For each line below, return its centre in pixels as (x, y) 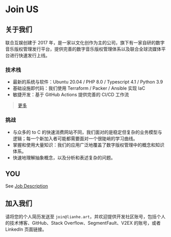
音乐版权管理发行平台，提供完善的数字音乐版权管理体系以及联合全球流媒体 (83, 49)
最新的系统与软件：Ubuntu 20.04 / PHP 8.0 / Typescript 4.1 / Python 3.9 (88, 82)
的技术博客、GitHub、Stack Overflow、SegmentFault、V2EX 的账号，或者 (83, 223)
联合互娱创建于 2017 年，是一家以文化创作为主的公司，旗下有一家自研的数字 (85, 43)
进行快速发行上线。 (30, 55)
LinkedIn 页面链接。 (26, 229)
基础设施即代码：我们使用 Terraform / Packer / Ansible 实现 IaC (79, 88)
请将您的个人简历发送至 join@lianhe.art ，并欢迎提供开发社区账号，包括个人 (85, 217)
